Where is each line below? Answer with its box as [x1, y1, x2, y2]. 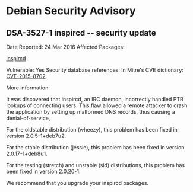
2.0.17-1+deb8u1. [6, 150, 48, 157]
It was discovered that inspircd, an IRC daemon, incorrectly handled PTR [6, 96, 184, 103]
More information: [6, 84, 50, 91]
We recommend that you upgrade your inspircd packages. [6, 180, 149, 186]
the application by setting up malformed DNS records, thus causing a [6, 108, 175, 115]
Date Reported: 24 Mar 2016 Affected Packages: [6, 43, 125, 50]
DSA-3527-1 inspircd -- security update [6, 28, 156, 38]
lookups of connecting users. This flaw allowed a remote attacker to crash [6, 102, 188, 109]
